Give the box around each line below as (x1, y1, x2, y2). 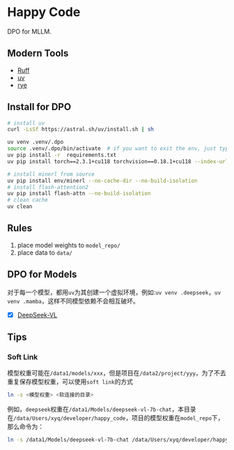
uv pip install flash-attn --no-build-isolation (7, 190, 151, 197)
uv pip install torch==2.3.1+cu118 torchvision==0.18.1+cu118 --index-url (7, 158, 229, 165)
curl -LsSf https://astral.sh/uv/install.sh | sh (7, 126, 155, 133)
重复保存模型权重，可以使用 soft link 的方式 (7, 377, 134, 386)
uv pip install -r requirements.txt (7, 151, 117, 159)
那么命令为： (7, 423, 44, 431)
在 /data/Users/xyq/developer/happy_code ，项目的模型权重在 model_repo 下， (7, 414, 224, 422)
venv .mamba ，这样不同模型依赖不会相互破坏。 (7, 297, 139, 305)
